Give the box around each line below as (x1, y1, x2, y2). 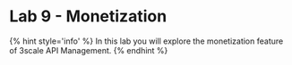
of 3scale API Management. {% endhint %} (9, 45, 168, 55)
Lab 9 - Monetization (9, 6, 167, 27)
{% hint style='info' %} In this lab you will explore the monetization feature (9, 36, 284, 46)
